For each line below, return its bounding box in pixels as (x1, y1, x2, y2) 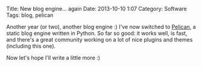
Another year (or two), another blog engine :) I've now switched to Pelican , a (6, 24, 196, 30)
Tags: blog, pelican (6, 11, 54, 19)
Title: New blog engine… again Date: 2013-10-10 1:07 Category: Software (6, 5, 187, 12)
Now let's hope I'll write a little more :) (6, 54, 101, 61)
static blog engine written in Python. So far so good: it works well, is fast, (6, 30, 188, 37)
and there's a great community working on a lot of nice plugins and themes (6, 36, 193, 43)
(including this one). (6, 42, 56, 49)
